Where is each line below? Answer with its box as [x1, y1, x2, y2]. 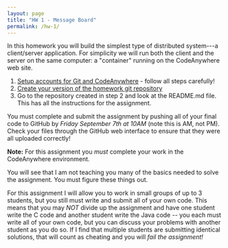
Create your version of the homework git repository [16, 84, 163, 93]
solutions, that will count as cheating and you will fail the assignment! [7, 233, 204, 241]
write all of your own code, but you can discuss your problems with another [7, 218, 221, 227]
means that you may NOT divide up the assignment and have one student [7, 204, 215, 212]
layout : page [7, 10, 45, 17]
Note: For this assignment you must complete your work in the [7, 147, 184, 156]
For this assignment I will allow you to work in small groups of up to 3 [7, 189, 203, 197]
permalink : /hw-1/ [7, 23, 60, 30]
